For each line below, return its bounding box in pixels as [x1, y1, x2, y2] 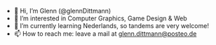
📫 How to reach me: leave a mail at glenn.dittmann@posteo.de [13, 30, 197, 38]
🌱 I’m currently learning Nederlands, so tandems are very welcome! [13, 22, 209, 30]
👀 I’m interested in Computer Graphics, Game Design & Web [13, 14, 187, 22]
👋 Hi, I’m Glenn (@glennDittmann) [13, 7, 112, 15]
